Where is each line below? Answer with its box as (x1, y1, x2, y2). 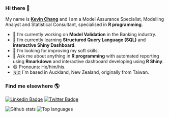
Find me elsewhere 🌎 (5, 82, 60, 90)
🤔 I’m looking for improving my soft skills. (12, 48, 99, 54)
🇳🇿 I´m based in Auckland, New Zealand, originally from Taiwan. (12, 69, 149, 75)
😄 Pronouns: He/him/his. (12, 64, 66, 70)
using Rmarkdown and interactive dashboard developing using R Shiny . (12, 58, 164, 65)
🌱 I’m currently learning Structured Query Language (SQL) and (12, 37, 146, 43)
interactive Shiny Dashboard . (12, 42, 76, 48)
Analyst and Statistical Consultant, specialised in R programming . (5, 21, 143, 27)
